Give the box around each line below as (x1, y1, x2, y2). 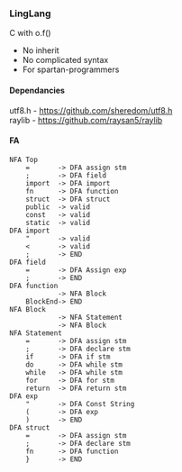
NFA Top (9, 155, 39, 164)
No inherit (22, 45, 60, 56)
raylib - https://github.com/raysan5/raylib (9, 114, 163, 125)
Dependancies (9, 85, 66, 95)
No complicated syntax (22, 55, 109, 66)
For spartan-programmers (22, 64, 120, 75)
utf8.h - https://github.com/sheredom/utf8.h (9, 104, 173, 115)
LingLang (9, 7, 51, 20)
